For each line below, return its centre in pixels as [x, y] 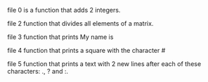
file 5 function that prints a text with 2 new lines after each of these [104, 64]
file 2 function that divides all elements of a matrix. [80, 23]
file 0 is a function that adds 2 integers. [64, 10]
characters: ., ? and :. [38, 71]
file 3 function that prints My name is [60, 37]
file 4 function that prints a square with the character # [86, 50]
